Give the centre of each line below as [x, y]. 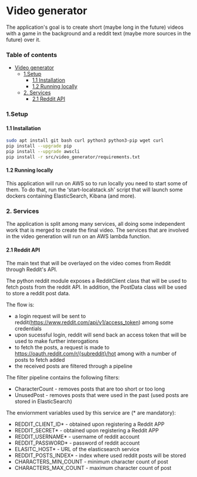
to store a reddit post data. [38, 293]
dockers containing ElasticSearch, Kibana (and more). [71, 196]
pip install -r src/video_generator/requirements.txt [73, 157]
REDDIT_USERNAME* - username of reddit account [77, 436]
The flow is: [20, 305]
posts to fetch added [40, 359]
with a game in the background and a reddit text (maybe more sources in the [98, 33]
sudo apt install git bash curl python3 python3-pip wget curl [85, 141]
